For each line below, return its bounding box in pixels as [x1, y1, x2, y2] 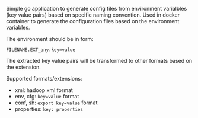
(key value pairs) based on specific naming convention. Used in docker [6, 11, 180, 18]
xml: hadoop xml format [14, 87, 73, 94]
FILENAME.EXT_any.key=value [6, 47, 76, 53]
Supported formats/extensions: [6, 75, 82, 82]
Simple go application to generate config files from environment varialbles [6, 5, 187, 12]
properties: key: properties [14, 106, 83, 112]
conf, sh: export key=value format [14, 99, 98, 106]
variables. [6, 24, 30, 31]
